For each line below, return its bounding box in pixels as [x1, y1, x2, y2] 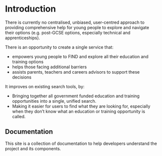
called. [12, 113, 26, 119]
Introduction [5, 3, 56, 15]
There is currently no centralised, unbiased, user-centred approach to [5, 19, 145, 25]
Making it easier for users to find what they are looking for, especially [12, 103, 150, 109]
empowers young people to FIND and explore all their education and [12, 53, 149, 59]
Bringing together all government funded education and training [12, 93, 140, 99]
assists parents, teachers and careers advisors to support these [12, 69, 140, 75]
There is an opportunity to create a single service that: [5, 44, 114, 50]
